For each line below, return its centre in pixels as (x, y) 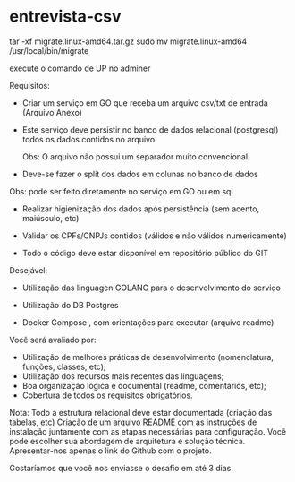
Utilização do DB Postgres (70, 305)
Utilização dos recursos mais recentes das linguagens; (123, 376)
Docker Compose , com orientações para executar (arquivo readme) (148, 322)
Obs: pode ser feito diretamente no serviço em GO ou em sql (122, 191)
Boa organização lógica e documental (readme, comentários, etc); (144, 385)
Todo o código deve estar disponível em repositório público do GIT (145, 253)
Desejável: (29, 270)
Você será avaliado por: (53, 340)
